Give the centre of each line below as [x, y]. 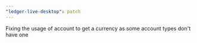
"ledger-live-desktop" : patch [43, 11]
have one [17, 34]
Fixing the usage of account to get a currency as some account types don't [98, 28]
